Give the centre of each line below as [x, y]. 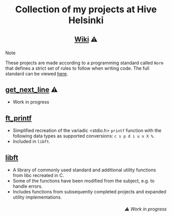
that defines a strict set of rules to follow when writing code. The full [77, 68]
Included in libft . [31, 142]
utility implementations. [37, 197]
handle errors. [28, 186]
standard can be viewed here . [37, 73]
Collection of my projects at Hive [86, 9]
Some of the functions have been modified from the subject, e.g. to [84, 181]
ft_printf [18, 118]
